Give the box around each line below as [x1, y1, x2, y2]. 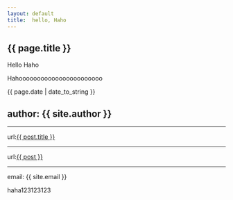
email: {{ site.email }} [7, 173, 67, 181]
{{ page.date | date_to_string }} [7, 87, 96, 96]
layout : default [7, 10, 54, 17]
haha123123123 [7, 186, 51, 194]
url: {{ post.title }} [7, 133, 55, 141]
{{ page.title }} [7, 42, 71, 54]
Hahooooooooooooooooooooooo [7, 74, 103, 83]
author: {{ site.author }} [7, 108, 112, 119]
